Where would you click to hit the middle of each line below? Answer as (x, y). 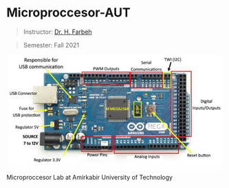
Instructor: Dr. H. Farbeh (57, 32)
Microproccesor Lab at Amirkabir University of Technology (90, 178)
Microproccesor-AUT (69, 13)
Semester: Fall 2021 (51, 45)
